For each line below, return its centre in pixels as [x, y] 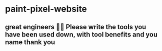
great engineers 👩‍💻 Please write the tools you [76, 27]
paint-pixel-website [46, 9]
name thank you [30, 42]
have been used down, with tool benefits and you [81, 34]
